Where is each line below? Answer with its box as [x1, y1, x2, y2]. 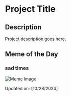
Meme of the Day [5, 50, 58, 58]
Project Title [5, 3, 56, 15]
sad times [5, 65, 29, 72]
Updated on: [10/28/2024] [5, 85, 58, 91]
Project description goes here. [5, 36, 66, 42]
